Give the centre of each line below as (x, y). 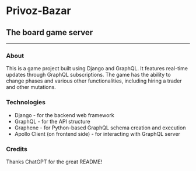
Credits (17, 149)
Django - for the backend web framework (64, 115)
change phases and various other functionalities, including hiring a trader (94, 81)
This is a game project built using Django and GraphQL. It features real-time (97, 69)
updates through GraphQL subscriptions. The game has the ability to (88, 75)
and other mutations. (31, 87)
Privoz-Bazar (38, 11)
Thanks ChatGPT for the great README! (54, 162)
